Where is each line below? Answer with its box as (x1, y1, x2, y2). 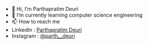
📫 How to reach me (11, 18, 60, 25)
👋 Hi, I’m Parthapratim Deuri (11, 6, 79, 12)
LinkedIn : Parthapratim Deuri (11, 27, 82, 33)
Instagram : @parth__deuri (11, 32, 75, 39)
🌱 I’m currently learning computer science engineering (11, 12, 143, 18)
